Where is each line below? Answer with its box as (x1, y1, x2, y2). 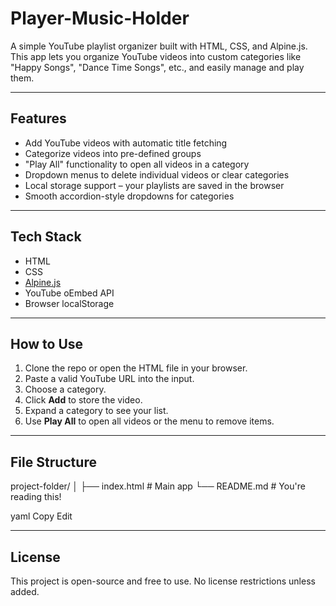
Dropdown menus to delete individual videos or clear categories (24, 168, 290, 181)
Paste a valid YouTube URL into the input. (24, 373, 195, 385)
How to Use (10, 335, 84, 352)
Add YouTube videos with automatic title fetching (24, 137, 228, 149)
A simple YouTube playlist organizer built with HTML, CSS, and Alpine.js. (10, 40, 308, 52)
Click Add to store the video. (24, 394, 143, 406)
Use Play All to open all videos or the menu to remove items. (24, 415, 275, 427)
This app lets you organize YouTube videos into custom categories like (10, 50, 302, 62)
